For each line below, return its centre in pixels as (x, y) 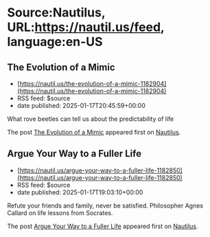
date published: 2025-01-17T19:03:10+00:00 (80, 192)
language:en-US (55, 42)
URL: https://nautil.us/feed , (86, 27)
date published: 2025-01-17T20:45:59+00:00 (81, 105)
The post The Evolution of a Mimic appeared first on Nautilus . (94, 132)
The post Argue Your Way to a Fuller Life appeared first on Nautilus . (103, 226)
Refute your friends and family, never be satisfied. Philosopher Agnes (105, 205)
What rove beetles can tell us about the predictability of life (91, 119)
